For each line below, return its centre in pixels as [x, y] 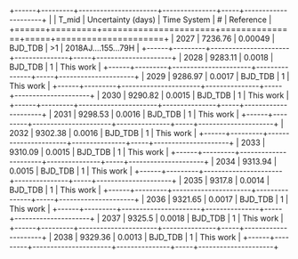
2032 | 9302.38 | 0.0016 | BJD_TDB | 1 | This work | [103, 133]
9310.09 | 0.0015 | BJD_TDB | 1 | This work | [89, 152]
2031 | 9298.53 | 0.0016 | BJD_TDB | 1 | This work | [146, 114]
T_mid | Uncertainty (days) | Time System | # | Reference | [165, 20]
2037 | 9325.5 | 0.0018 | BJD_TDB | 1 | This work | [193, 218]
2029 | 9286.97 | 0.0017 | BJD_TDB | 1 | [218, 76]
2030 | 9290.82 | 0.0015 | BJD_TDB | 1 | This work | [195, 95]
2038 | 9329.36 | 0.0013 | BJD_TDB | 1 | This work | [147, 237]
